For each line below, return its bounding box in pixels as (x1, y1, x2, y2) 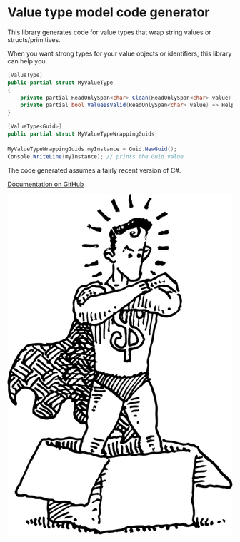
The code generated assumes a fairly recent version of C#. (7, 165, 181, 175)
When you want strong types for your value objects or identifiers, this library (7, 49, 232, 58)
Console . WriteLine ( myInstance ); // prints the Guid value (7, 153, 184, 160)
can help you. (7, 56, 48, 65)
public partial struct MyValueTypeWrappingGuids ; (7, 131, 159, 138)
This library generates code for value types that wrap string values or (7, 28, 212, 36)
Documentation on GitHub (7, 180, 84, 188)
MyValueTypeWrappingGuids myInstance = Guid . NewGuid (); (7, 145, 177, 153)
